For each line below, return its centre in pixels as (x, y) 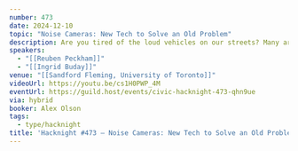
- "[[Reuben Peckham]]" (61, 59)
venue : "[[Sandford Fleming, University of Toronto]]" (113, 75)
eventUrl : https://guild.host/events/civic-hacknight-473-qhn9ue (132, 91)
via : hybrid (31, 100)
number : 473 (31, 17)
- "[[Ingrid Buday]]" (57, 68)
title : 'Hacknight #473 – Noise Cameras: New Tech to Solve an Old (137, 133)
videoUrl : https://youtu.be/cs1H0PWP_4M (85, 83)
